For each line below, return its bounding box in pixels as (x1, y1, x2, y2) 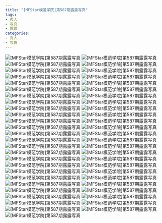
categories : (5, 31, 30, 36)
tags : (5, 12, 17, 17)
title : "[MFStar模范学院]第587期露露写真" (5, 7, 88, 13)
